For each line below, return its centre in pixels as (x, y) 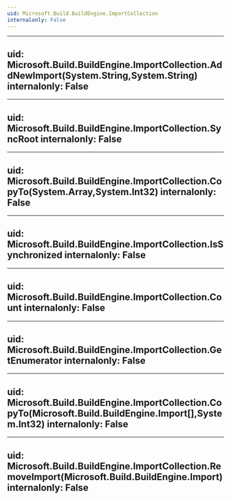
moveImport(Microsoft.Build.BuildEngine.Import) (115, 477)
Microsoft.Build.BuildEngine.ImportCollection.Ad (115, 65)
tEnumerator (35, 360)
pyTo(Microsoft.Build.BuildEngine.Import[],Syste (115, 413)
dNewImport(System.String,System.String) (102, 75)
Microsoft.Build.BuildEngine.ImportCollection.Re (114, 466)
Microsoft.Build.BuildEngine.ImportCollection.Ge (114, 350)
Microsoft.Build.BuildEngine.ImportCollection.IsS (115, 245)
